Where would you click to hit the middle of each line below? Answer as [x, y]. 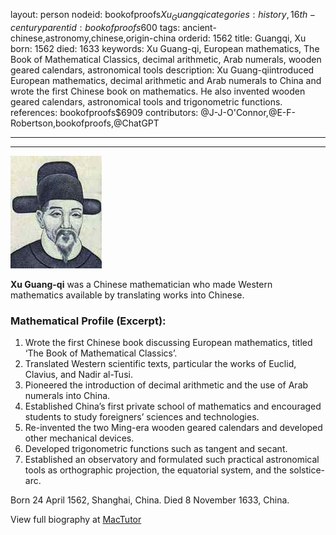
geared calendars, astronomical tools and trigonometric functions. [146, 101]
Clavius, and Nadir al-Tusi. [78, 375]
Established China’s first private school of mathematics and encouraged [173, 406]
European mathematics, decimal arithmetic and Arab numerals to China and [166, 80]
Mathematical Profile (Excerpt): [88, 321]
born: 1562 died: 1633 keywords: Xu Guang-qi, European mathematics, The [165, 48]
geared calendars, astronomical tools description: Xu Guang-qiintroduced [162, 70]
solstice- [307, 470]
